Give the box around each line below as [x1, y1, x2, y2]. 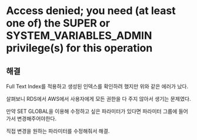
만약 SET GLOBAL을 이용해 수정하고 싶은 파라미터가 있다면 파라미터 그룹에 [6, 108, 178, 115]
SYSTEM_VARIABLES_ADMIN [6, 29, 152, 42]
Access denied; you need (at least [6, 4, 176, 18]
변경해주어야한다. [16, 115, 57, 122]
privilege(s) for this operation [6, 42, 153, 55]
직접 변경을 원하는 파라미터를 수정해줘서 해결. [6, 128, 110, 134]
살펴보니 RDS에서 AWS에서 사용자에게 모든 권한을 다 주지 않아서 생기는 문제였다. [6, 95, 191, 102]
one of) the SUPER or [6, 16, 111, 30]
